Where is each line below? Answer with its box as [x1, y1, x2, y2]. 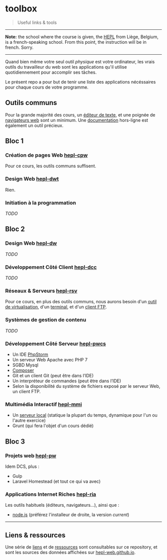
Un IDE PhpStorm [12, 351, 49, 357]
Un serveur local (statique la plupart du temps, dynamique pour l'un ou [12, 412, 158, 418]
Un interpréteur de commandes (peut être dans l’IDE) [12, 378, 121, 384]
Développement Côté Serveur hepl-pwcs [5, 340, 106, 347]
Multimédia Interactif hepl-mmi [5, 401, 82, 408]
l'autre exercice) [12, 418, 46, 424]
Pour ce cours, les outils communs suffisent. [5, 163, 96, 169]
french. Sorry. [5, 44, 34, 50]
